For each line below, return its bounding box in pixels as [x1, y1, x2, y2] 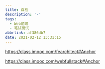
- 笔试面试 [9, 26, 29, 31]
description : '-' [5, 12, 41, 17]
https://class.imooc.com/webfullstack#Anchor [5, 58, 101, 64]
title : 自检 [5, 7, 28, 12]
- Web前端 [9, 21, 28, 26]
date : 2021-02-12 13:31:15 [5, 35, 61, 40]
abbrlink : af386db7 [5, 30, 46, 35]
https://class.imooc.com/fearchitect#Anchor [5, 48, 96, 55]
